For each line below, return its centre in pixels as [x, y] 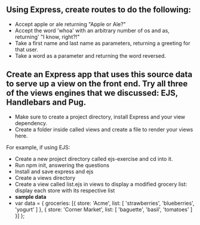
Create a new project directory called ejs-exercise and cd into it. [94, 159]
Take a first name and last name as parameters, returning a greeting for [102, 43]
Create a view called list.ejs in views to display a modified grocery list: [101, 184]
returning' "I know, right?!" [47, 37]
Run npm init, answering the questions [62, 165]
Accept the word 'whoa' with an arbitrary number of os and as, [92, 30]
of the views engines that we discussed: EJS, [92, 93]
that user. [27, 49]
